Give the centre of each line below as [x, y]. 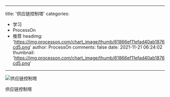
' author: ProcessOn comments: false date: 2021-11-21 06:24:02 [96, 47]
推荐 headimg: [28, 36]
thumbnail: [24, 53]
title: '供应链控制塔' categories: [37, 14]
